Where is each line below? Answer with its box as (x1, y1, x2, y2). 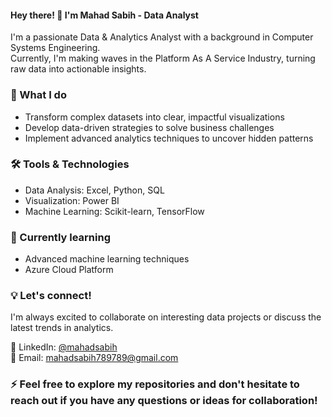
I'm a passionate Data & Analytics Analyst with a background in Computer (10, 31, 314, 43)
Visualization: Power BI (24, 194, 120, 206)
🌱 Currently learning (10, 230, 111, 244)
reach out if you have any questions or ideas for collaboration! (10, 394, 318, 408)
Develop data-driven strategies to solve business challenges (24, 121, 275, 133)
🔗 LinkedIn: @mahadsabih (10, 341, 118, 353)
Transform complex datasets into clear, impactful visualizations (24, 111, 285, 123)
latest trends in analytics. (10, 322, 114, 334)
